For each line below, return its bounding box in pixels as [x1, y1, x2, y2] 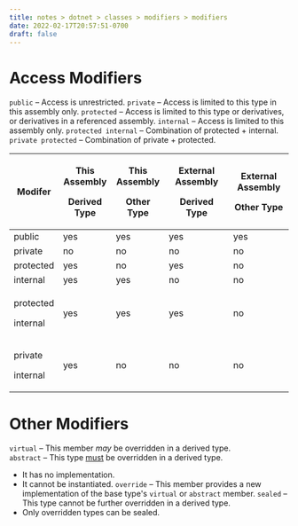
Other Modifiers [9, 413, 129, 434]
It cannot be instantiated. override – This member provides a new [21, 479, 262, 490]
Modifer [16, 185, 51, 198]
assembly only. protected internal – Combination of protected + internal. [9, 125, 279, 136]
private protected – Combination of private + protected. [9, 135, 216, 145]
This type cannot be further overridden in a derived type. [21, 498, 231, 508]
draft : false [9, 29, 58, 38]
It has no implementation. [21, 469, 115, 480]
